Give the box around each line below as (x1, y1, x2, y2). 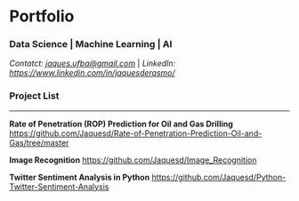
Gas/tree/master (9, 137, 69, 148)
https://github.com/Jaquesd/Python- (151, 172, 287, 182)
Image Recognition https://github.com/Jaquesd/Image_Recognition (9, 154, 257, 165)
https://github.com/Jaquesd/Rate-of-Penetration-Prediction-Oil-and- (9, 127, 263, 139)
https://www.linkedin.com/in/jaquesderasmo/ (9, 68, 175, 78)
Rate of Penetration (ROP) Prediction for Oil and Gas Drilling (9, 118, 234, 129)
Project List (9, 90, 60, 102)
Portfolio (9, 6, 75, 27)
